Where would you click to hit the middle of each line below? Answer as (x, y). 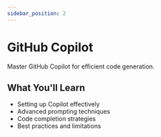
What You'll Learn (46, 87)
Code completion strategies (56, 119)
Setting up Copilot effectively (58, 104)
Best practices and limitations (59, 126)
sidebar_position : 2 (37, 13)
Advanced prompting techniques (64, 112)
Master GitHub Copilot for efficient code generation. (81, 66)
